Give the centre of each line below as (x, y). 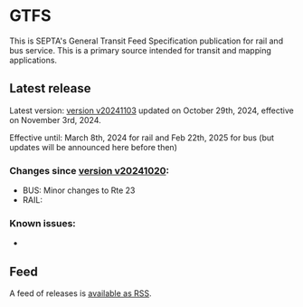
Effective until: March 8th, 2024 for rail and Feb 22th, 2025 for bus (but (142, 138)
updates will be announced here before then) (94, 147)
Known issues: (43, 223)
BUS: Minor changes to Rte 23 (79, 190)
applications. (33, 60)
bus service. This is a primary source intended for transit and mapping (140, 50)
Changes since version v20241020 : (90, 170)
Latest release (50, 88)
